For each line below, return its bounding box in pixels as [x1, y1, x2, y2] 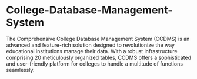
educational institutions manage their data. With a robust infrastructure [6, 47, 178, 54]
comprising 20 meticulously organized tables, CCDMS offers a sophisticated [6, 54, 192, 61]
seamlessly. [6, 66, 35, 73]
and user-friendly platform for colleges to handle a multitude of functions [6, 60, 183, 67]
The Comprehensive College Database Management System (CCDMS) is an [6, 35, 190, 42]
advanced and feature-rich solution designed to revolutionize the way [6, 42, 175, 49]
